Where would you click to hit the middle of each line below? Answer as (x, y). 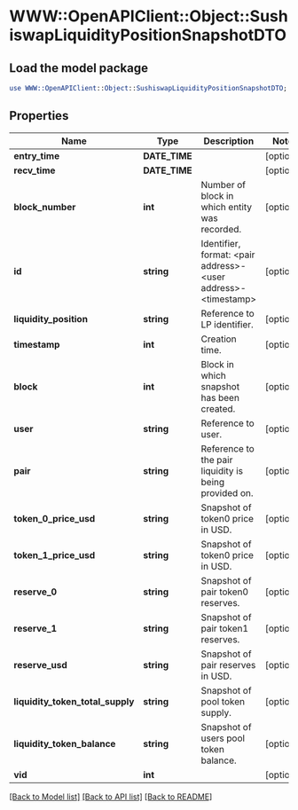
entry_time (37, 155)
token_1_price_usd (55, 554)
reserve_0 (35, 592)
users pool (223, 738)
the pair (217, 460)
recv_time (35, 170)
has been (220, 397)
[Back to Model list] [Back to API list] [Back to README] (111, 797)
